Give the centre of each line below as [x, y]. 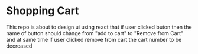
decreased [19, 46]
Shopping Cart [43, 11]
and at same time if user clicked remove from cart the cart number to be [94, 39]
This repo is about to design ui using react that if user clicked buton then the [99, 27]
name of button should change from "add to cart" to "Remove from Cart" [95, 33]
